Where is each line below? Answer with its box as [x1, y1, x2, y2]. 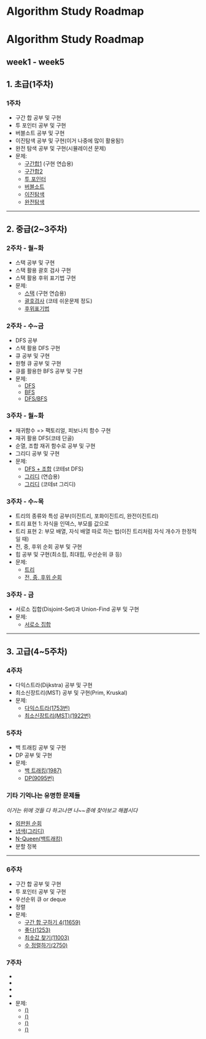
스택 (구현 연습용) [24, 289, 66, 297]
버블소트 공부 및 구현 [15, 129, 65, 137]
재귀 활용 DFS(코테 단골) [15, 434, 75, 442]
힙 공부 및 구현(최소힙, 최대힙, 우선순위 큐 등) [15, 551, 123, 558]
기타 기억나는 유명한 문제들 [6, 791, 81, 800]
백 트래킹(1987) [24, 767, 63, 774]
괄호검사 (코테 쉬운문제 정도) [24, 297, 93, 305]
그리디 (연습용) [24, 472, 60, 480]
